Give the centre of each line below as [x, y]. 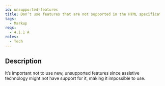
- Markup [18, 23]
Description [23, 61]
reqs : [11, 28]
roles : [12, 37]
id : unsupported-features [31, 10]
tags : [11, 19]
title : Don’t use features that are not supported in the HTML [71, 14]
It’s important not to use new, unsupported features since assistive [72, 73]
